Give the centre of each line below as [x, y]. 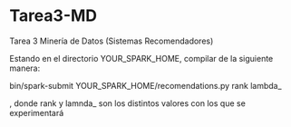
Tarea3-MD [53, 16]
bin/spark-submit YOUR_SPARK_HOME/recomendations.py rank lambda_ [146, 85]
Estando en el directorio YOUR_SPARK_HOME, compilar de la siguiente [141, 58]
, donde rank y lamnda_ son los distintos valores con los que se [128, 103]
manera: [25, 68]
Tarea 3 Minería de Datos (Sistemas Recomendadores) [112, 41]
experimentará [37, 112]
